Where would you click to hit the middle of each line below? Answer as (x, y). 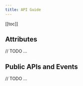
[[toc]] (12, 24)
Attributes (21, 39)
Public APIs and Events (41, 66)
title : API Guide (23, 10)
